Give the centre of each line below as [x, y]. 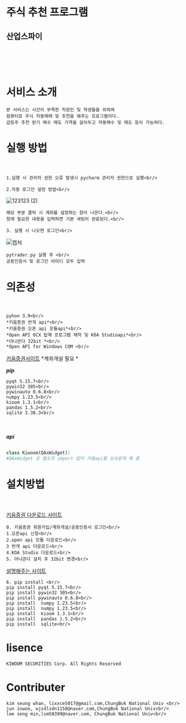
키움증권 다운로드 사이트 [34, 515]
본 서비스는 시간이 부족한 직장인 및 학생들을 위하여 [61, 110]
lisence [25, 648]
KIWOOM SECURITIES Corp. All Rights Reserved [63, 664]
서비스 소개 [32, 92]
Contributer [36, 687]
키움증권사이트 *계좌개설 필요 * [42, 359]
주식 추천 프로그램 [47, 12]
